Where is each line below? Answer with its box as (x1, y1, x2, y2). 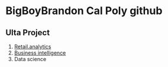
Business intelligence (14, 49, 66, 56)
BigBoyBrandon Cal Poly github (5, 4, 163, 18)
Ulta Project (5, 28, 50, 38)
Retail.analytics (14, 43, 51, 50)
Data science (14, 56, 47, 62)
